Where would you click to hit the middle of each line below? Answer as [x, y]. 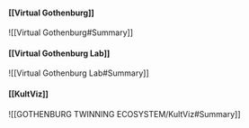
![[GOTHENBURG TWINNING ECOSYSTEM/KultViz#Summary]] [124, 114]
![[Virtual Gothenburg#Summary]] [71, 32]
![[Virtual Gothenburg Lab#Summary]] [79, 73]
